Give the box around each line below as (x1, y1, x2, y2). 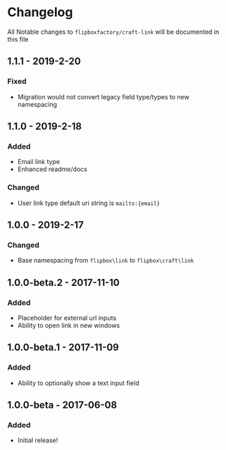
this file (7, 35, 29, 43)
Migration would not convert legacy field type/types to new (17, 92, 190, 101)
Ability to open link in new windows (17, 321, 120, 330)
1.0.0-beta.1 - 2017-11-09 (7, 342, 120, 354)
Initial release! (17, 436, 58, 444)
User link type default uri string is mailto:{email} (17, 199, 161, 207)
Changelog (7, 4, 73, 20)
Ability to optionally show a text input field (17, 378, 139, 387)
